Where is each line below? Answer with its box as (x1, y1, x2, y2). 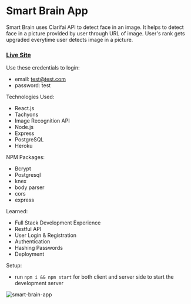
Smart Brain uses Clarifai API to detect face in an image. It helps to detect (6, 24, 184, 31)
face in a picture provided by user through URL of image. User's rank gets (6, 29, 185, 37)
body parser (14, 184, 45, 191)
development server (14, 280, 63, 287)
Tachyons (14, 111, 39, 118)
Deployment (14, 250, 45, 257)
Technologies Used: (6, 93, 55, 101)
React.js (14, 105, 35, 112)
